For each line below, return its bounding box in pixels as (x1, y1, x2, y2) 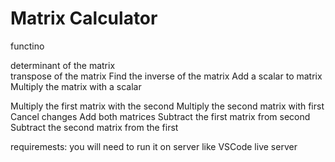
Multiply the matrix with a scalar (10, 80, 142, 92)
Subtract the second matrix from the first (10, 121, 179, 133)
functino (10, 40, 45, 52)
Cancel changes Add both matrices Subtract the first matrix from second (10, 110, 311, 122)
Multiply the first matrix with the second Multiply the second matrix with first (10, 100, 325, 112)
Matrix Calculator (10, 7, 158, 30)
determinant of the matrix (10, 59, 116, 71)
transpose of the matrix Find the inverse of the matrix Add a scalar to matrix (10, 70, 323, 82)
